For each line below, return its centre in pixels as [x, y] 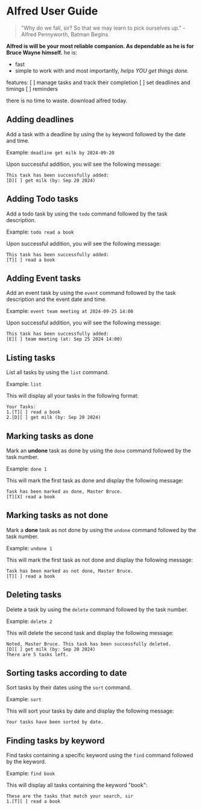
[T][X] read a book [31, 497]
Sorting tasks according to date [67, 673]
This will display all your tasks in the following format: [73, 396]
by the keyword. [26, 762]
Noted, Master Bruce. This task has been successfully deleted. [89, 644]
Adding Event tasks [44, 278]
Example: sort [24, 699]
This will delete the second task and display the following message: [90, 633]
